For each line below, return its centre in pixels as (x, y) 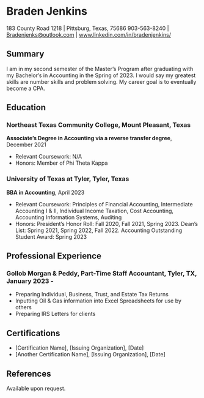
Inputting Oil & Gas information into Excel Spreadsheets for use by (98, 301)
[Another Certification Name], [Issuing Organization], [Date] (90, 355)
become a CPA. (26, 88)
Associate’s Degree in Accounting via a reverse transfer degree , (89, 138)
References (29, 374)
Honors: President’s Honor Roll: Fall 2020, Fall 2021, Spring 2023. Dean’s (107, 223)
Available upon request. (36, 389)
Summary (25, 54)
